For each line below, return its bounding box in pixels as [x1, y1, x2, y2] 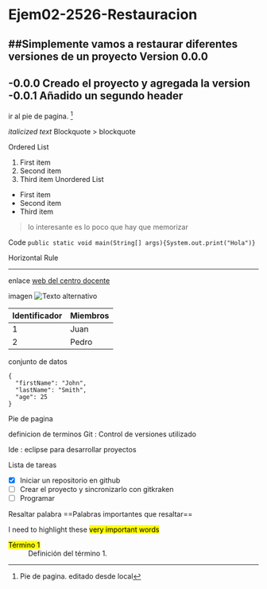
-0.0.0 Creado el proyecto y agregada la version [8, 76, 250, 90]
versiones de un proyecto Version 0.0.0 [8, 49, 208, 63]
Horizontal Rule [8, 253, 59, 263]
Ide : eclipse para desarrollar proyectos [8, 445, 137, 455]
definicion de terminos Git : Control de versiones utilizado [8, 429, 197, 439]
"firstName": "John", [15, 379, 87, 387]
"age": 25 [15, 393, 48, 401]
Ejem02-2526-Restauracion [8, 6, 198, 24]
